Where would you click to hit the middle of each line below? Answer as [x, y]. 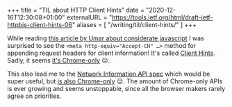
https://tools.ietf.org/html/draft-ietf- [163, 17]
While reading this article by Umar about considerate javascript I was [106, 38]
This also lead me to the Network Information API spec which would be [109, 74]
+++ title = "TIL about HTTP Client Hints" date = [76, 10]
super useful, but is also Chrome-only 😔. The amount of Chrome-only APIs [115, 81]
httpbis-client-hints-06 [40, 25]
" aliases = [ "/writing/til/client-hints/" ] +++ [134, 25]
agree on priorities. [34, 96]
